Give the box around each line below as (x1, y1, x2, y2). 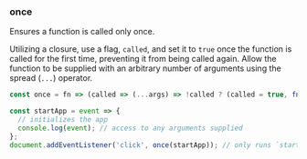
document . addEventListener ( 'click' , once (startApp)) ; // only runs (9, 140, 272, 150)
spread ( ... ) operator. (9, 73, 93, 84)
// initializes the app (17, 115, 108, 124)
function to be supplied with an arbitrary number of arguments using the (9, 63, 281, 74)
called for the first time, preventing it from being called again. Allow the (9, 54, 277, 65)
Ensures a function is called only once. (9, 26, 155, 37)
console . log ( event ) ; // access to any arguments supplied (17, 124, 244, 133)
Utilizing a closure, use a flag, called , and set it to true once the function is (9, 44, 292, 55)
